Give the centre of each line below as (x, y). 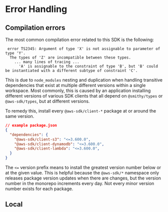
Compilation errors (35, 28)
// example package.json (31, 125)
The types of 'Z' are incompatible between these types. (70, 57)
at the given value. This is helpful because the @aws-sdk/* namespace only (82, 173)
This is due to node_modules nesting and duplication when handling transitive (84, 80)
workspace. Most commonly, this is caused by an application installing (78, 90)
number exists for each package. (39, 189)
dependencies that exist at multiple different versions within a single (75, 85)
